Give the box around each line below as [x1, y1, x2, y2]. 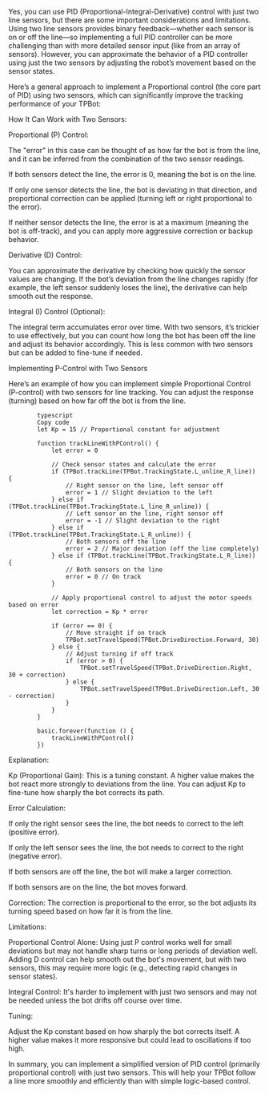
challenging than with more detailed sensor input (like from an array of [8, 41, 240, 50]
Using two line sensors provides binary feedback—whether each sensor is [8, 24, 255, 33]
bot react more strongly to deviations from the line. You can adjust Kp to [8, 779, 246, 789]
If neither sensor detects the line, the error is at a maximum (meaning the [8, 218, 250, 227]
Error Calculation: [8, 803, 66, 813]
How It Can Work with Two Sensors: [8, 115, 127, 123]
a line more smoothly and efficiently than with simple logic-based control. [8, 1076, 251, 1085]
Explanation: [8, 755, 50, 765]
